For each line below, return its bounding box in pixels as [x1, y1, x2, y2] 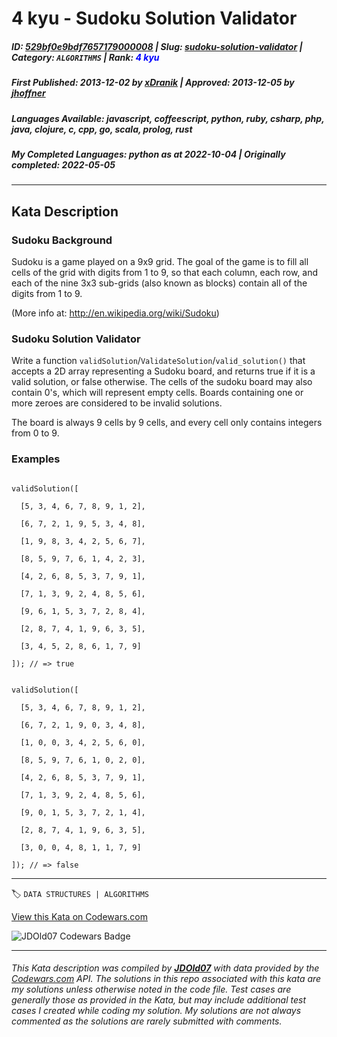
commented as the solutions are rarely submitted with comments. [11, 1015, 283, 1027]
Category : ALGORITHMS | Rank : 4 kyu [11, 51, 160, 63]
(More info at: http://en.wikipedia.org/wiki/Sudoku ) [11, 307, 220, 319]
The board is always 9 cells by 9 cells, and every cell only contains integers [11, 417, 323, 429]
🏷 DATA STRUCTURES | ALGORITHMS [11, 887, 149, 899]
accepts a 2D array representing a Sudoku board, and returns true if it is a [11, 365, 316, 377]
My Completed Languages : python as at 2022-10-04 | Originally [11, 148, 286, 160]
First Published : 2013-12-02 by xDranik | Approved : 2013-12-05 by [11, 77, 295, 89]
